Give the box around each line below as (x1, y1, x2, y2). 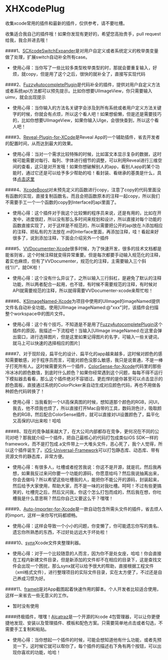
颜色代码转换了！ (9, 388, 45, 394)
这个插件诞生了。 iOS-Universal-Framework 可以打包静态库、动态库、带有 (9, 447, 160, 453)
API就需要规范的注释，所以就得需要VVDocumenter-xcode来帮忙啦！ (12, 287, 153, 293)
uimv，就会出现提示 (5, 94, 46, 100)
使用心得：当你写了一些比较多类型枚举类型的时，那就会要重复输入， (12, 65, 153, 71)
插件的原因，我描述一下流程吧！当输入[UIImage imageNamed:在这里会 (12, 327, 158, 334)
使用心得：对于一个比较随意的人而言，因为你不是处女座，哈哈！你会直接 (12, 550, 161, 556)
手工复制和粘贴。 (13, 626, 49, 632)
